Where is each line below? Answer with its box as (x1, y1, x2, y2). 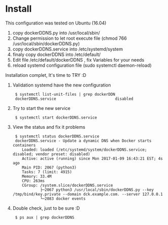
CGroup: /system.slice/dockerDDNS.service (22, 183, 113, 188)
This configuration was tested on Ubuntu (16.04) (5, 20, 107, 26)
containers (12, 143, 36, 148)
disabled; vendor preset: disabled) (12, 151, 90, 157)
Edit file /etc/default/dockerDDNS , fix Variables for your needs (12, 57, 145, 63)
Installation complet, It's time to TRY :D (5, 72, 86, 78)
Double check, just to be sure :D (12, 205, 80, 211)
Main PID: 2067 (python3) (22, 165, 77, 170)
